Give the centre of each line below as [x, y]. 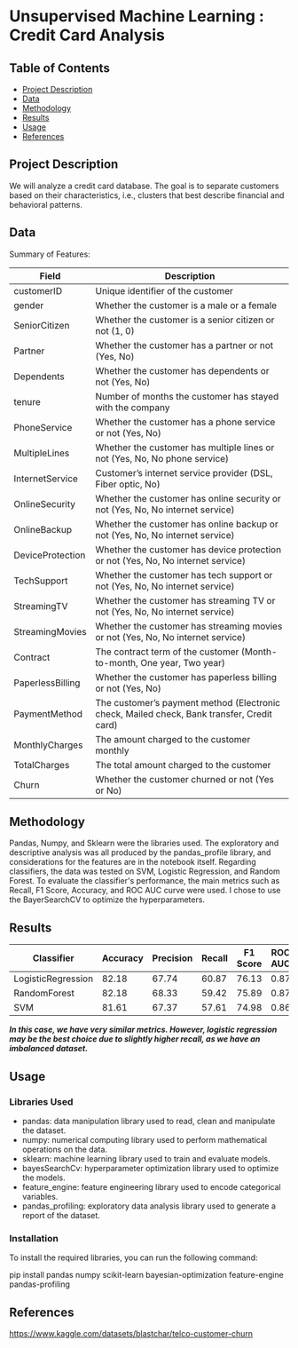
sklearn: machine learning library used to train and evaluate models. [146, 1158]
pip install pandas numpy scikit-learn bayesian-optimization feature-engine [146, 1275]
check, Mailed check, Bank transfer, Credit [184, 714]
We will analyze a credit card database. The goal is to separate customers [144, 186]
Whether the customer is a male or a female [186, 305]
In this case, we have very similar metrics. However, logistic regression [143, 1030]
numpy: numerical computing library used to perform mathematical [145, 1139]
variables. [40, 1196]
